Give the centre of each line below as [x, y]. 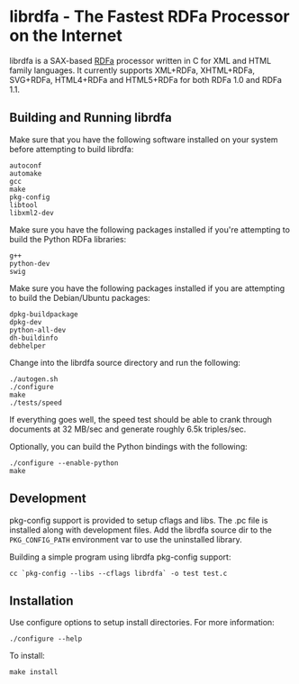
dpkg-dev [26, 322]
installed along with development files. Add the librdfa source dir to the [140, 530]
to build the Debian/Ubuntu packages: [80, 297]
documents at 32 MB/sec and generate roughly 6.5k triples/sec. [128, 429]
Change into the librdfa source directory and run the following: [125, 362]
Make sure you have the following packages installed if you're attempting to [150, 229]
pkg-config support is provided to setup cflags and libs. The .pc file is [139, 520]
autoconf [26, 165]
